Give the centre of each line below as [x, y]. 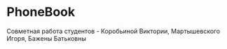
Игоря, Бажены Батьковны [47, 38]
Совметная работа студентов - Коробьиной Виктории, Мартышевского [113, 31]
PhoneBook [41, 12]
